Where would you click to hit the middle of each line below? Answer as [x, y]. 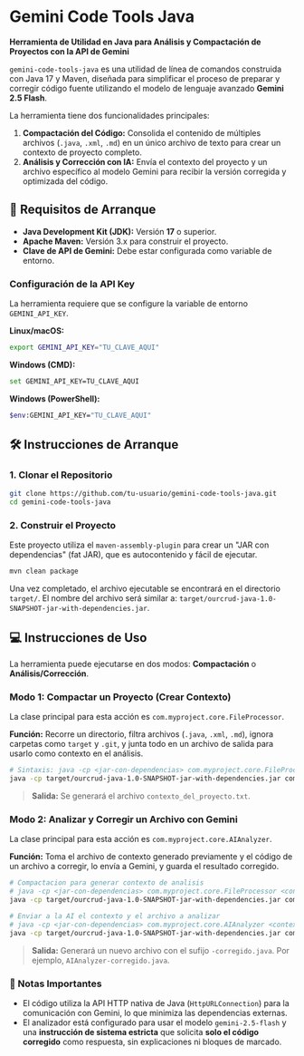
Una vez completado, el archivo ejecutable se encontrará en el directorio [145, 589]
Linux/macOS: [37, 331]
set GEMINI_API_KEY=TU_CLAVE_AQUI [75, 381]
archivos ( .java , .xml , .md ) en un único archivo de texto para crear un [152, 142]
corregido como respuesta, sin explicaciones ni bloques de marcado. [152, 1041]
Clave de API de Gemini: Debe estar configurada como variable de [147, 250]
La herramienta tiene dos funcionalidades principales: [109, 115]
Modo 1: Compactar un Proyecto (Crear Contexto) [120, 697]
